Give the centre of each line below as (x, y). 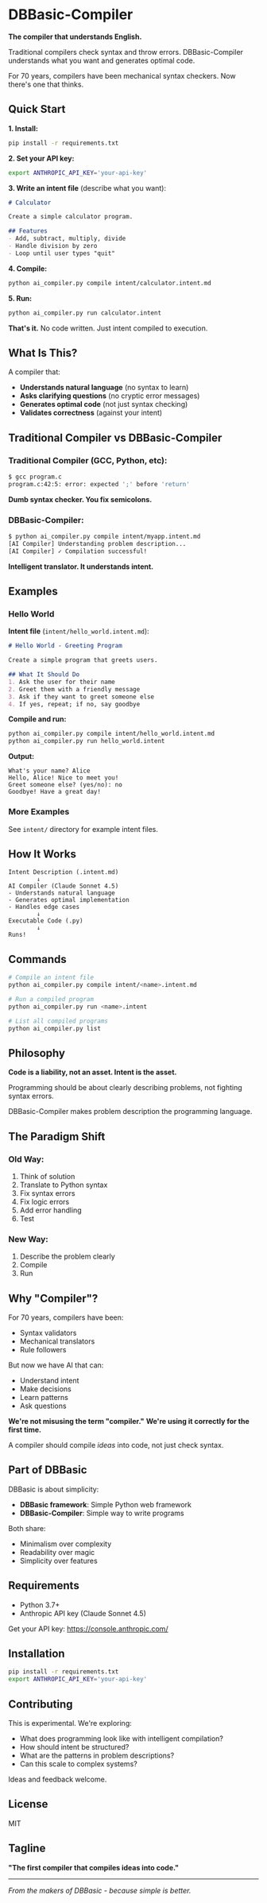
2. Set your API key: (41, 158)
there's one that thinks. (46, 84)
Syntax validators (48, 1333)
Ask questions (43, 1406)
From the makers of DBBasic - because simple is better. (100, 1890)
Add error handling (50, 1210)
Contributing (41, 1704)
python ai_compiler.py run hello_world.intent (87, 741)
